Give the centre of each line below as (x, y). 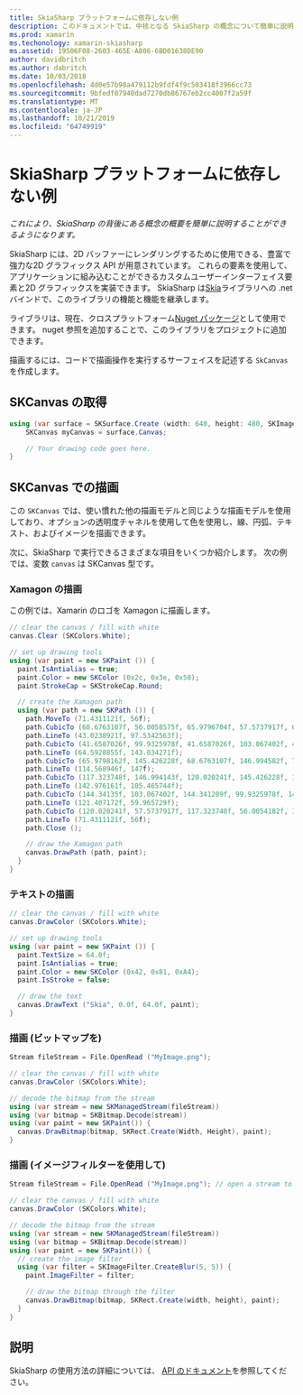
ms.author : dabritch (48, 69)
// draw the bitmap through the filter (101, 1292)
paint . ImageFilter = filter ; (80, 1276)
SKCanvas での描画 (64, 487)
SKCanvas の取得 (58, 402)
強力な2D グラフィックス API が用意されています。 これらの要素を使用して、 (151, 265)
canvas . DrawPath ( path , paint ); (86, 853)
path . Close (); (54, 828)
